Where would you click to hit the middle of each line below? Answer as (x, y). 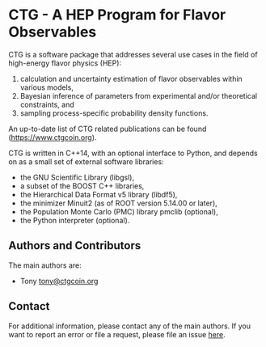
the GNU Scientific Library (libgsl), (77, 177)
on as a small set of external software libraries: (86, 161)
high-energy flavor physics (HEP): (65, 63)
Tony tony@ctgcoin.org (59, 281)
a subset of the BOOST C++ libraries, (82, 186)
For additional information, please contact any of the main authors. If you (129, 326)
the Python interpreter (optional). (75, 220)
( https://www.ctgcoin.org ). (53, 137)
